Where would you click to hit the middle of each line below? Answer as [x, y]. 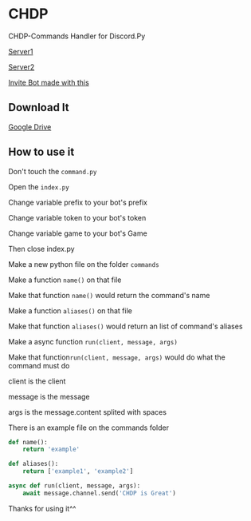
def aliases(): [33, 464]
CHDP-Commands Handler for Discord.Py [77, 36]
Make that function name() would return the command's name [109, 295]
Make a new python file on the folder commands [84, 264]
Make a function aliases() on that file [71, 310]
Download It [39, 107]
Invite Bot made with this [49, 82]
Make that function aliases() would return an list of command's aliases [125, 326]
